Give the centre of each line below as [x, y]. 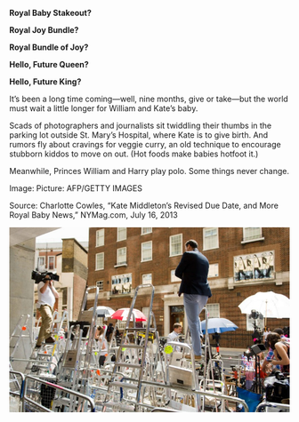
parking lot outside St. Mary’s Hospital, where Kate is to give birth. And [139, 135]
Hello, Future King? [45, 82]
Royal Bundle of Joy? [49, 47]
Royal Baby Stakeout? [50, 13]
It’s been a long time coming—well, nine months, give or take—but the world [149, 99]
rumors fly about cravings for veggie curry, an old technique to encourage [145, 144]
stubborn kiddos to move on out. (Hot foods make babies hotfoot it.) [134, 154]
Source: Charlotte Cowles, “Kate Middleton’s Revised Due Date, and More [144, 205]
